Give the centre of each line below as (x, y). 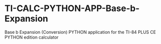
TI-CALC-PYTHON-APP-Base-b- (72, 8)
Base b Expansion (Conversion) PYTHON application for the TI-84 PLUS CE (80, 32)
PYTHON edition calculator (32, 37)
